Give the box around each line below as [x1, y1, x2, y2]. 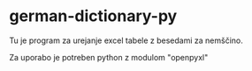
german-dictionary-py [9, 6, 178, 26]
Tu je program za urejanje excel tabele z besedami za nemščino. [9, 35, 243, 46]
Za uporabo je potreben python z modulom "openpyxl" [9, 52, 209, 62]
